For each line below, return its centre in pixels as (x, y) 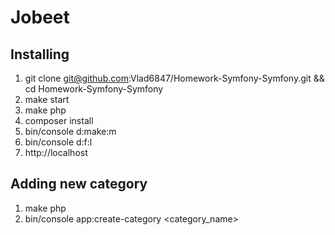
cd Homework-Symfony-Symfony (94, 89)
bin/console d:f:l (58, 142)
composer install (59, 120)
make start (47, 99)
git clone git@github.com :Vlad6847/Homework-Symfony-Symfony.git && (174, 78)
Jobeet (40, 17)
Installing (40, 54)
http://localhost (56, 152)
